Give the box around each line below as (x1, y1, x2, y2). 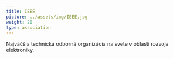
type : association (6, 24, 51, 31)
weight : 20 (6, 19, 33, 25)
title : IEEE (6, 8, 35, 14)
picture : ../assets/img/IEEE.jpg (6, 14, 88, 20)
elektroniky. (6, 47, 35, 54)
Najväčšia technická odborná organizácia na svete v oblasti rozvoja (6, 40, 169, 47)
